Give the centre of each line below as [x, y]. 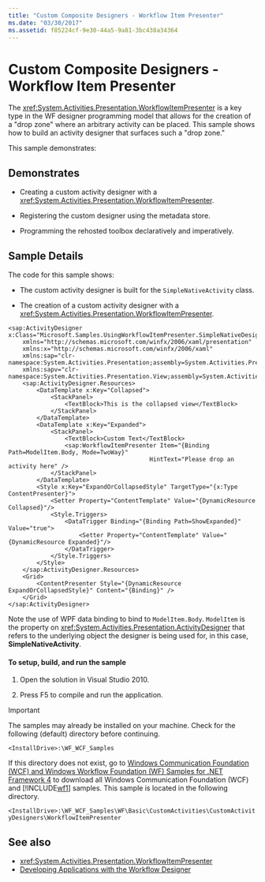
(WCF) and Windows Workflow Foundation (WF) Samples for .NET [116, 772]
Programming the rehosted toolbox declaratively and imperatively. [127, 231]
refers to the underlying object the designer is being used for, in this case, [128, 635]
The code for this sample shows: [61, 275]
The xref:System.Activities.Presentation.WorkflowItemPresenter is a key [125, 108]
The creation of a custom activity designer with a [99, 305]
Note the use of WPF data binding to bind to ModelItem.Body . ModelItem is [127, 619]
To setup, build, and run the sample [67, 662]
